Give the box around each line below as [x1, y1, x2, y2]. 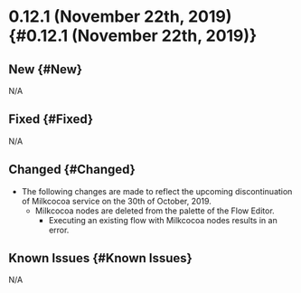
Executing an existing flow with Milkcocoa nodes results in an [48, 214, 277, 225]
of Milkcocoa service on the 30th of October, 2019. [21, 195, 212, 206]
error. [48, 224, 70, 235]
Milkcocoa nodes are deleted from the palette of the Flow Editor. [34, 205, 275, 216]
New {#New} [8, 61, 83, 77]
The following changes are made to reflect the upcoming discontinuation [21, 185, 293, 196]
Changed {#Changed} [8, 162, 136, 177]
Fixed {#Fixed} [8, 111, 94, 128]
